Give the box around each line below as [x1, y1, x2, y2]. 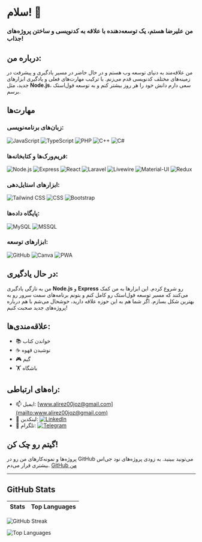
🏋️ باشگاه [15, 364, 38, 372]
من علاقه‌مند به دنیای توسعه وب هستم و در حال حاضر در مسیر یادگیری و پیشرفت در [7, 68, 193, 76]
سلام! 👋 [7, 5, 41, 19]
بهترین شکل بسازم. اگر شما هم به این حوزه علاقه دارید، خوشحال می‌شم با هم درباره [7, 297, 194, 305]
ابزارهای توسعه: [7, 238, 49, 246]
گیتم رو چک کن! [7, 439, 59, 450]
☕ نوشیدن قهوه [15, 346, 51, 354]
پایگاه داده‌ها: [7, 209, 40, 218]
